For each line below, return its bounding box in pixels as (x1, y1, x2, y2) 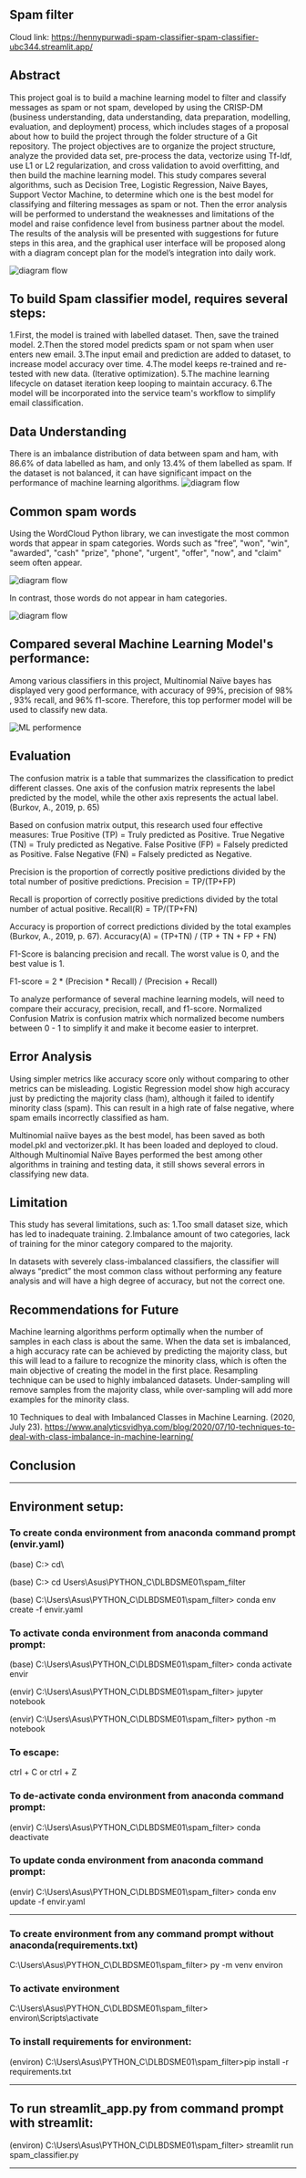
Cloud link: (9, 31, 50, 42)
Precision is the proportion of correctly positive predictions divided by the (9, 866, 286, 877)
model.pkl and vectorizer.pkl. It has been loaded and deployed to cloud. (9, 1139, 279, 1150)
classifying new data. (9, 1168, 89, 1179)
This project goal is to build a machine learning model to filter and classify (9, 91, 287, 103)
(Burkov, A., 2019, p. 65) (9, 801, 100, 812)
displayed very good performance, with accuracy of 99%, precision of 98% (9, 685, 293, 696)
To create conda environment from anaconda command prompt (9, 1526, 296, 1539)
